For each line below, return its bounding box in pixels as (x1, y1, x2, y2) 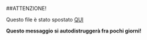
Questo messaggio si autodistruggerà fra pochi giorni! (6, 27, 142, 34)
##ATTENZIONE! (6, 5, 47, 12)
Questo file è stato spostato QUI (6, 16, 84, 23)
